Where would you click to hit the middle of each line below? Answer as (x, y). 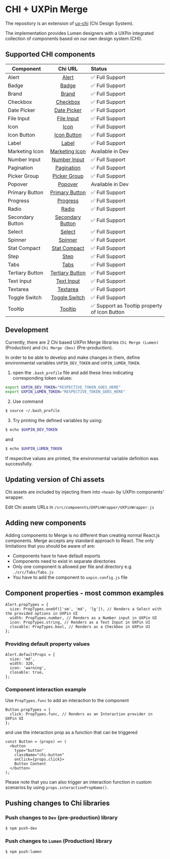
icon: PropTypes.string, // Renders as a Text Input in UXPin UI (80, 623)
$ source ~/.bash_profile (32, 411)
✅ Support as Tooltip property (126, 306)
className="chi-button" (39, 755)
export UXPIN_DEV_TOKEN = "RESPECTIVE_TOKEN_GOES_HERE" (63, 387)
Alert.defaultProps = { (30, 655)
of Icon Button (108, 312)
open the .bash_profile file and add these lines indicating (73, 373)
